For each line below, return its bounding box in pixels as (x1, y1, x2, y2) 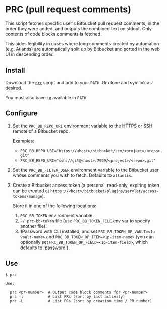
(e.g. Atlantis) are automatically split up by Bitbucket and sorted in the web (5, 46, 160, 52)
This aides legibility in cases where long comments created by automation (5, 40, 159, 46)
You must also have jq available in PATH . (5, 94, 88, 100)
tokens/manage (12, 194, 42, 199)
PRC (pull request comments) (5, 4, 131, 15)
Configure (5, 109, 38, 118)
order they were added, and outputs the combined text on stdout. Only (5, 25, 152, 31)
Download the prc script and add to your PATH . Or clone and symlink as (5, 79, 152, 85)
